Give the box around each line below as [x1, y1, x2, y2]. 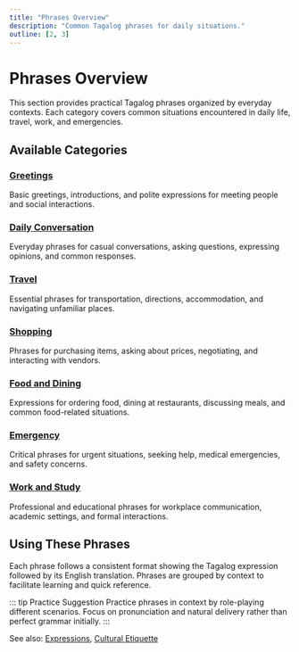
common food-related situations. [9, 407, 130, 417]
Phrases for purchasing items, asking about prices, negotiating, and [9, 345, 259, 356]
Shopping [9, 325, 53, 337]
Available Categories [9, 142, 128, 157]
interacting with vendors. [9, 354, 101, 366]
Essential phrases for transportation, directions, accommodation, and [9, 293, 264, 304]
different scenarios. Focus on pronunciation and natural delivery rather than [9, 606, 287, 616]
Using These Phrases [9, 537, 131, 552]
